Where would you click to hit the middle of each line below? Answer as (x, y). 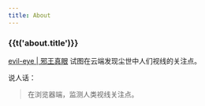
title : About (30, 15)
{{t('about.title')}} (43, 42)
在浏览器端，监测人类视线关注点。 (83, 94)
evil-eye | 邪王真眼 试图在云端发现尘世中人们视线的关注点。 (105, 60)
